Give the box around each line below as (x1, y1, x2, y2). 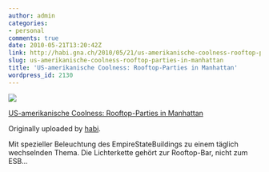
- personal (8, 26, 45, 34)
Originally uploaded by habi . (8, 123, 102, 133)
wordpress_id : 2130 (8, 71, 74, 79)
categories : (8, 19, 48, 27)
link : (8, 49, 26, 57)
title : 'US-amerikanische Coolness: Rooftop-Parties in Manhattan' (8, 64, 239, 72)
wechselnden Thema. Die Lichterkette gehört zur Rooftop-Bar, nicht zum (8, 147, 248, 157)
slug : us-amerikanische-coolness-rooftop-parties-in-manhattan (8, 57, 224, 65)
